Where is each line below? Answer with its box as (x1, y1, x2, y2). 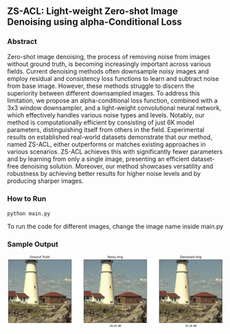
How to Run (7, 194, 47, 203)
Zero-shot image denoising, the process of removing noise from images (7, 52, 211, 60)
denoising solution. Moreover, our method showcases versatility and (20, 162, 214, 170)
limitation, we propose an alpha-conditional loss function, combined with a (7, 96, 218, 104)
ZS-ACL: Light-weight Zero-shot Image (7, 5, 179, 17)
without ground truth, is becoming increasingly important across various (7, 60, 211, 68)
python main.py (7, 210, 51, 217)
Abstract (7, 37, 38, 47)
